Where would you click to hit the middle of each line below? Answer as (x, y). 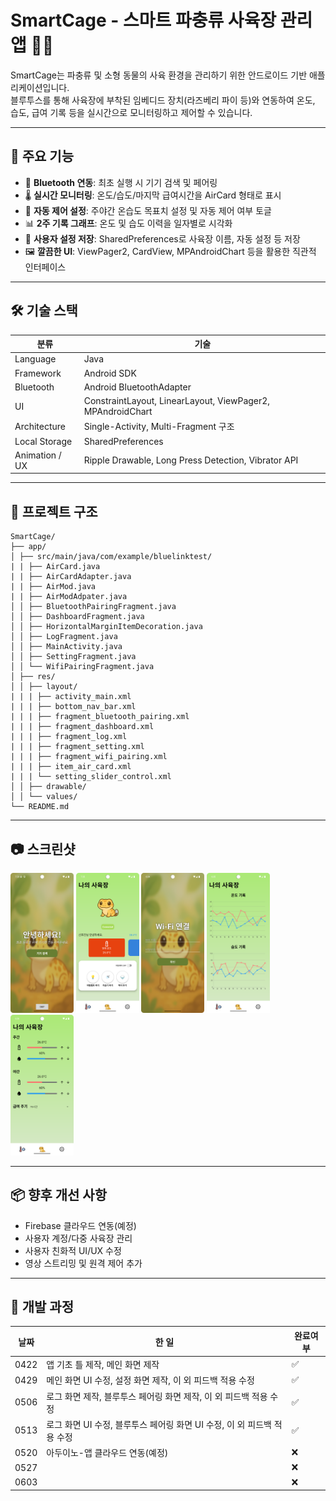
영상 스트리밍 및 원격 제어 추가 (83, 1263)
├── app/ (28, 547)
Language (35, 359)
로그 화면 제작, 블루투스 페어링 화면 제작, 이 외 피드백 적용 (157, 1396)
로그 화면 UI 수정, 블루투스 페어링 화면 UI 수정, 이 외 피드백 (159, 1424)
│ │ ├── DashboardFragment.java (77, 617)
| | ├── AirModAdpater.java (69, 597)
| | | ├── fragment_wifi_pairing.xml (89, 757)
